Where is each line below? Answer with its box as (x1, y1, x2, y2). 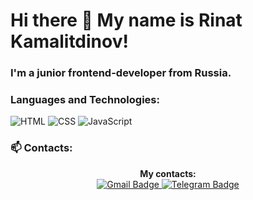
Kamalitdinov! (10, 30, 129, 53)
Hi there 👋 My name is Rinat (10, 9, 243, 32)
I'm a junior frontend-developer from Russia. (10, 66, 232, 80)
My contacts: (139, 167, 197, 179)
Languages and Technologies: (10, 93, 160, 107)
